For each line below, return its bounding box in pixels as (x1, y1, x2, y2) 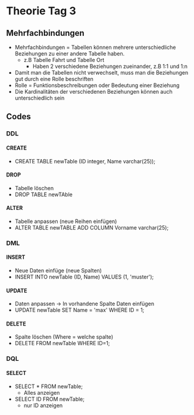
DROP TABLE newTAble (14, 191, 73, 198)
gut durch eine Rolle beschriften (14, 76, 94, 82)
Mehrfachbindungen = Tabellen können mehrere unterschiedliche (14, 44, 176, 51)
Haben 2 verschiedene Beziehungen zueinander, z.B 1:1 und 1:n (32, 63, 187, 70)
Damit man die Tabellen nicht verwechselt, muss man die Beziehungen (14, 69, 189, 76)
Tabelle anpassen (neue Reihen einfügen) (14, 218, 117, 225)
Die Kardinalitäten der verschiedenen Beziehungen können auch (14, 88, 173, 95)
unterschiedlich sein (14, 94, 65, 101)
